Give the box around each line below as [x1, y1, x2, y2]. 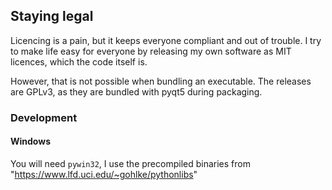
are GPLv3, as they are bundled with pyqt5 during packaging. [10, 85, 263, 98]
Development [10, 110, 78, 124]
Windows [10, 135, 51, 148]
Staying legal [10, 8, 94, 25]
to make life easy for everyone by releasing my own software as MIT [10, 45, 292, 57]
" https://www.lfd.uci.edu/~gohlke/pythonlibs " [10, 168, 198, 180]
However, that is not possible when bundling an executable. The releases [10, 75, 312, 87]
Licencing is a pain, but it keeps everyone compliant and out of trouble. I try [10, 34, 322, 46]
